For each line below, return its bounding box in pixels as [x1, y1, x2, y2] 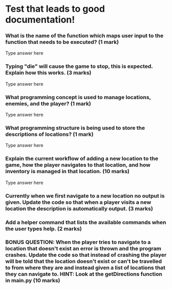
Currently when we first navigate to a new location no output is [5, 192, 165, 199]
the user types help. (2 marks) [5, 225, 82, 232]
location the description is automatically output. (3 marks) [5, 205, 154, 212]
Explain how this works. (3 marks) [5, 69, 92, 77]
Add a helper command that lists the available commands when [5, 219, 166, 226]
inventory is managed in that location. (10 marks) [5, 168, 130, 175]
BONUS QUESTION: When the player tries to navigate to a [5, 238, 151, 246]
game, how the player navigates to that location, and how [5, 161, 151, 168]
